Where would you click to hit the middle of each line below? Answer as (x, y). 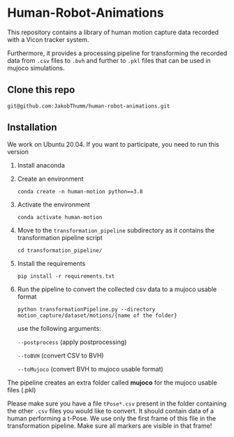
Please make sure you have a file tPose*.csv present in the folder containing (117, 403)
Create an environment (50, 179)
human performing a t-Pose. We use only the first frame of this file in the (112, 418)
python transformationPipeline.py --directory (86, 309)
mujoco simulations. (36, 68)
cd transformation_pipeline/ (60, 250)
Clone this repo (41, 90)
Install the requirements (51, 263)
